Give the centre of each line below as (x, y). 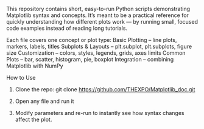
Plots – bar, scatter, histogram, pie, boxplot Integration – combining (90, 59)
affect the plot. (33, 119)
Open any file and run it (44, 101)
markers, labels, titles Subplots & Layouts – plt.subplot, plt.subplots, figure (99, 46)
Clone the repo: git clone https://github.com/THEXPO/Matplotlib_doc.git (105, 89)
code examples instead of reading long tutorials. (67, 28)
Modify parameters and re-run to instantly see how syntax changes (100, 113)
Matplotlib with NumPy (35, 66)
